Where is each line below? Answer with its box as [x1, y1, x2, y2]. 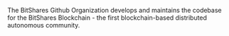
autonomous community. [7, 21, 80, 29]
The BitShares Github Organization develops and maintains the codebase [7, 6, 222, 14]
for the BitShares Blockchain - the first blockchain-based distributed [7, 13, 208, 22]
